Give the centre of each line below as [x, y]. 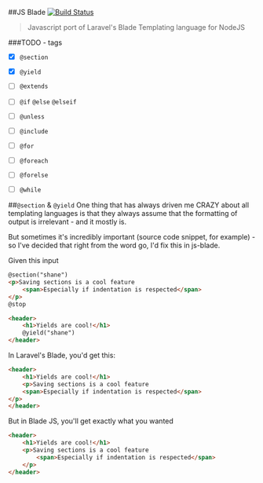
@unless [32, 117]
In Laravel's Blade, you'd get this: [62, 355]
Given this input [33, 261]
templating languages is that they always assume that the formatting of [123, 214]
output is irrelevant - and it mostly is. [68, 222]
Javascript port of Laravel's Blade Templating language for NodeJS [136, 27]
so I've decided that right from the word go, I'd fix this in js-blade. [114, 245]
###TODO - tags [35, 42]
